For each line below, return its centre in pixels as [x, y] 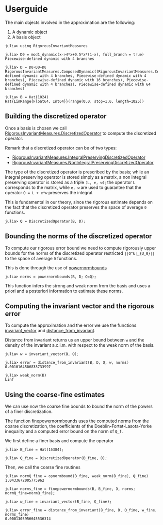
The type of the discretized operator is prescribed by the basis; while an [77, 172]
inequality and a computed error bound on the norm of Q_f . [64, 431]
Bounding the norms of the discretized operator [78, 236]
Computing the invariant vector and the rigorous [80, 306]
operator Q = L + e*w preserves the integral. [49, 192]
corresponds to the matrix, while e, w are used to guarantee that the [73, 187]
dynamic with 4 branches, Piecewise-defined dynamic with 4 [84, 76]
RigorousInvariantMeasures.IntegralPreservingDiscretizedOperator [79, 157]
